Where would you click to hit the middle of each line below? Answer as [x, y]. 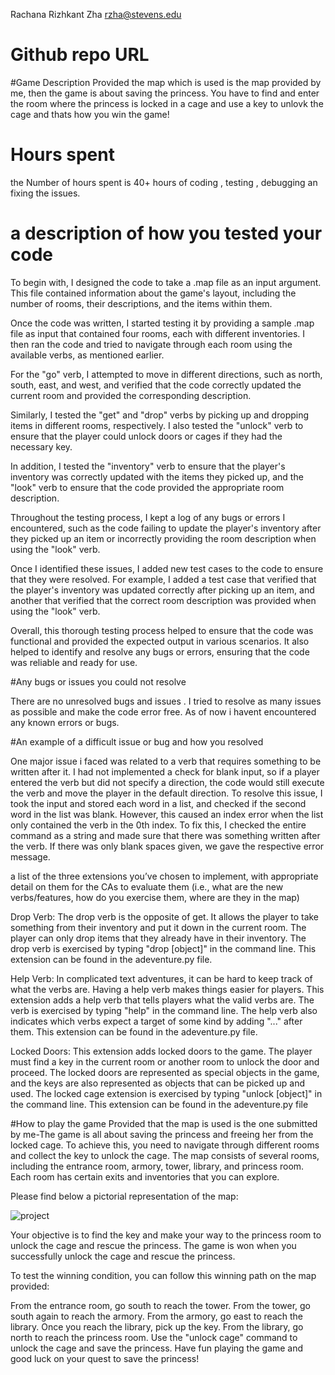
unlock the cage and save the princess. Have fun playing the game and [157, 1348]
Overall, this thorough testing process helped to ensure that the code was [162, 630]
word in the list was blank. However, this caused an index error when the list [167, 814]
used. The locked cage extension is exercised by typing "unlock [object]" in [166, 1093]
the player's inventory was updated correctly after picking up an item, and [162, 590]
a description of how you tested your [166, 233]
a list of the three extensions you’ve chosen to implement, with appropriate [164, 876]
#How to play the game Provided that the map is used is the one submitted [164, 1123]
